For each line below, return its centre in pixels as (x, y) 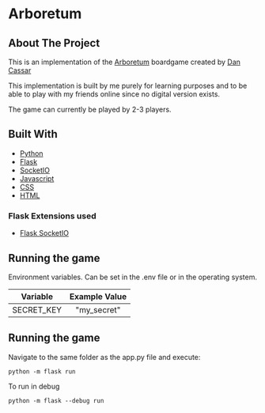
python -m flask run (42, 371)
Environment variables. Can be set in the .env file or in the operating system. (132, 277)
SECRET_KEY (37, 309)
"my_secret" (98, 309)
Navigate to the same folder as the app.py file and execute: (104, 357)
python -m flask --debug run (56, 400)
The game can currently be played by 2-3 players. (90, 109)
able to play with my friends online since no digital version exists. (114, 94)
